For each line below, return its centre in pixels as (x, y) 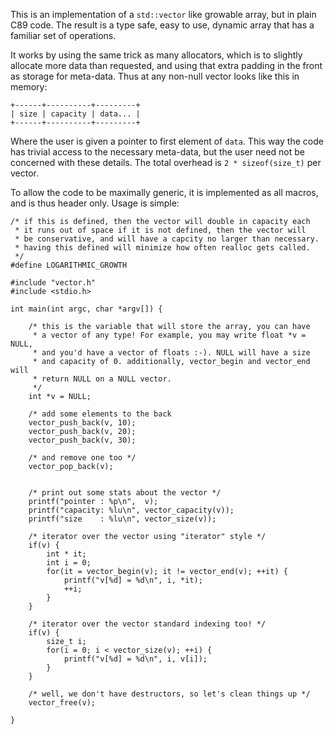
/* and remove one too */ (82, 458)
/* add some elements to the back (100, 414)
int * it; (66, 554)
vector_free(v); (62, 703)
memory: (29, 87)
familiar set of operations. (63, 35)
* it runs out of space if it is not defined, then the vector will (160, 230)
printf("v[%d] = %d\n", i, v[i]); (135, 659)
